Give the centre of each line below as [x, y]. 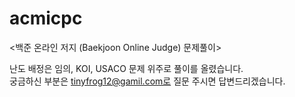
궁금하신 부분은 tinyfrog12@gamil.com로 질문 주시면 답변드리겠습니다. [147, 81]
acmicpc [46, 18]
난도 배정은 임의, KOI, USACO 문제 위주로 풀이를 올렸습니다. [126, 68]
